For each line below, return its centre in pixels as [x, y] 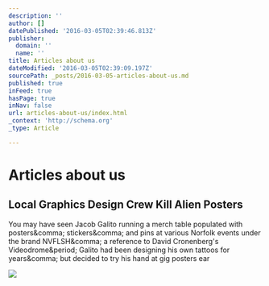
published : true [35, 83]
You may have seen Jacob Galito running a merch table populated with [126, 224]
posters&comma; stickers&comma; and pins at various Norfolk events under [134, 232]
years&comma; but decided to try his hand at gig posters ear [109, 258]
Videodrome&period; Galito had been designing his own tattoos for [119, 250]
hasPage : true [32, 98]
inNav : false [30, 106]
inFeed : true [30, 91]
